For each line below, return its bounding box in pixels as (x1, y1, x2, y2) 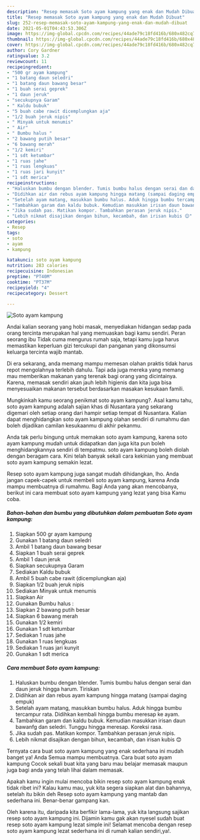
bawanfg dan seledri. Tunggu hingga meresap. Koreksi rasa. (15, 723, 163, 731)
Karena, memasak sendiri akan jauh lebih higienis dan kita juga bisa (7, 379, 172, 386)
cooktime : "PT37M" (7, 279, 52, 285)
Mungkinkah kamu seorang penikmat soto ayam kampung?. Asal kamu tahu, (7, 397, 193, 404)
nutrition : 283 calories (7, 263, 68, 269)
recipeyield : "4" (7, 285, 50, 291)
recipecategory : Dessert (7, 290, 68, 296)
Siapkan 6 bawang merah (15, 613, 78, 620)
